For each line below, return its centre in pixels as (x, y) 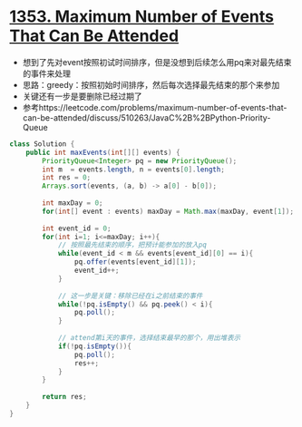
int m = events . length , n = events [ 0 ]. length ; (133, 170)
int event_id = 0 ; (77, 228)
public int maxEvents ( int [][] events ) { (103, 152)
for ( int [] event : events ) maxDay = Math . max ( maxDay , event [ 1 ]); (168, 211)
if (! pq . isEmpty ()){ (94, 346)
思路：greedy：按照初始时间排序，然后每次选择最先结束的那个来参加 (151, 84)
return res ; (65, 397)
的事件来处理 (46, 73)
